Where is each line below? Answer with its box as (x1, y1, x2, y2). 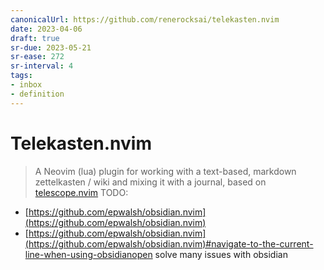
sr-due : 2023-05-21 (10, 42, 92, 53)
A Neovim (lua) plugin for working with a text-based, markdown (34, 165, 297, 177)
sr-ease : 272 (10, 52, 65, 62)
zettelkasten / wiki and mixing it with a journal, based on (34, 176, 267, 188)
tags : (10, 71, 33, 81)
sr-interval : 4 (10, 61, 74, 71)
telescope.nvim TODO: (34, 186, 129, 198)
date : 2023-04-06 (10, 24, 83, 34)
